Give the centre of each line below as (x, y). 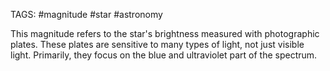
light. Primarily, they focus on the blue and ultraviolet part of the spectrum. (164, 55)
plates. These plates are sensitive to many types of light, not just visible (157, 44)
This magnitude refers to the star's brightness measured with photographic (165, 33)
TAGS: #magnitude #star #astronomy (86, 14)
